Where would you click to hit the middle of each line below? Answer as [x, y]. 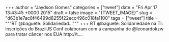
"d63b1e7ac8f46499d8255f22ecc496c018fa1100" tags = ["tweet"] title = [82, 18]
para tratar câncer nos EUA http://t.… [44, 34]
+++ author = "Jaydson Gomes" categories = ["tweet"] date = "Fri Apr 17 [81, 7]
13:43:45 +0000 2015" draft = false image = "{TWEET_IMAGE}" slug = [79, 13]
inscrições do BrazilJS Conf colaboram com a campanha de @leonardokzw [84, 29]
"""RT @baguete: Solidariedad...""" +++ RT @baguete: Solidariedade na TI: [84, 23]
